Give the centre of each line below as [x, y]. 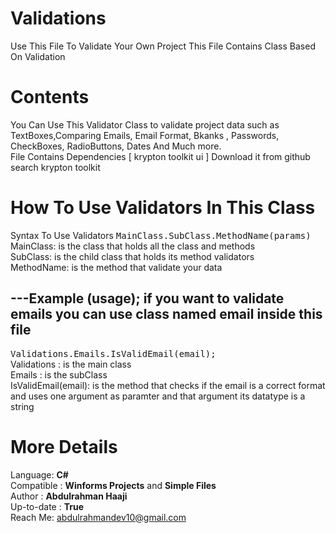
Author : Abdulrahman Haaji [69, 496]
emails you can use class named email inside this [166, 314]
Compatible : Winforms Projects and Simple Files [113, 485]
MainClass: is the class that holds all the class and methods [133, 246]
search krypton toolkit [55, 167]
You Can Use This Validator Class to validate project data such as [145, 124]
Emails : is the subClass [59, 374]
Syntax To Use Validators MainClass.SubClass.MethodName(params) [161, 235]
